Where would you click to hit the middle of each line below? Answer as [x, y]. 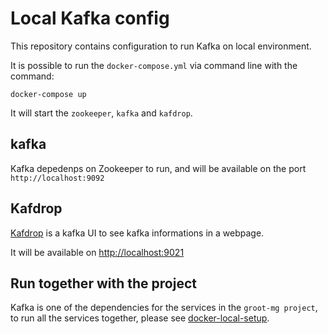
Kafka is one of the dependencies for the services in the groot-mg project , [164, 308]
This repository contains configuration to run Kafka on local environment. [161, 46]
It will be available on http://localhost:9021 [97, 252]
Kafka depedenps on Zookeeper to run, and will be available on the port [158, 168]
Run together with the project [103, 283]
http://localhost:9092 [57, 178]
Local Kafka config [90, 18]
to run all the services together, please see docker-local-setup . [140, 318]
